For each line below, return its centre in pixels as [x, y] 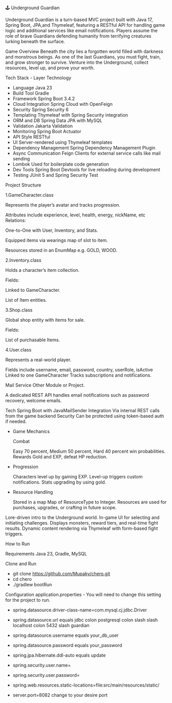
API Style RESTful [31, 137]
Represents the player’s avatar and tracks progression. [63, 205]
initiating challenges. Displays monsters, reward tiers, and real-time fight [82, 523]
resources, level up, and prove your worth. [50, 68]
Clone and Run [21, 564]
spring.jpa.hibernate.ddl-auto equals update [59, 655]
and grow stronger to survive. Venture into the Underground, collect [77, 62]
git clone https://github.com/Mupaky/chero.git [61, 573]
